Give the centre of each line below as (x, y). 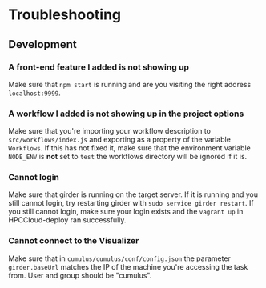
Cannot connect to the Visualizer (74, 241)
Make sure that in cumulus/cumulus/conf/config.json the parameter (119, 258)
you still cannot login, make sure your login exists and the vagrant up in (126, 212)
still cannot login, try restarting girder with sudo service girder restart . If (131, 203)
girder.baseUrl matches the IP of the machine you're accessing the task (128, 266)
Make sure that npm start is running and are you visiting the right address (130, 84)
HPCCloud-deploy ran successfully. (67, 220)
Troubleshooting (65, 15)
